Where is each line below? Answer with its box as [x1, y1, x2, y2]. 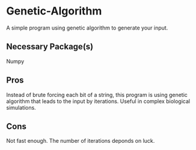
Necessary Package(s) [6, 42, 94, 52]
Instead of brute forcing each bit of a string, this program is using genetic [6, 91, 188, 98]
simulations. [6, 104, 36, 111]
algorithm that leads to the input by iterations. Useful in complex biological [6, 98, 191, 105]
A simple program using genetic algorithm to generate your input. [6, 24, 168, 31]
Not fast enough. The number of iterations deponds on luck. [6, 137, 155, 145]
